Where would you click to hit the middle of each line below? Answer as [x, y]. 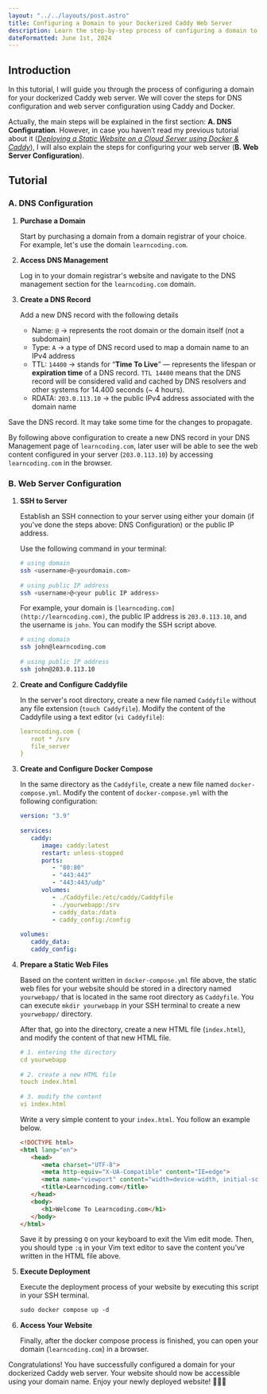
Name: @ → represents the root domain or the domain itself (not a [138, 330]
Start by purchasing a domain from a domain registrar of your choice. [133, 236]
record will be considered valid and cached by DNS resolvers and [139, 381]
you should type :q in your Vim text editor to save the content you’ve [132, 1247]
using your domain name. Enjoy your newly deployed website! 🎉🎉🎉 [117, 1382]
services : [36, 831]
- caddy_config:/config [91, 920]
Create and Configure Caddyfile [74, 684]
